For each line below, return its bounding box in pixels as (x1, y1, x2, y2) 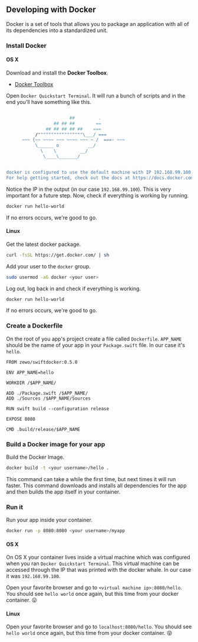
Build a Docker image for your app (6, 440, 105, 448)
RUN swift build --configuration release (6, 406, 110, 411)
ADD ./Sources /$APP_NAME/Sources (6, 395, 91, 401)
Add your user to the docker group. (6, 262, 91, 270)
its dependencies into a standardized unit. (6, 27, 108, 34)
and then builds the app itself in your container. (6, 488, 121, 495)
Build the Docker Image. (6, 453, 65, 461)
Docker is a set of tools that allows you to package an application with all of (6, 20, 190, 27)
